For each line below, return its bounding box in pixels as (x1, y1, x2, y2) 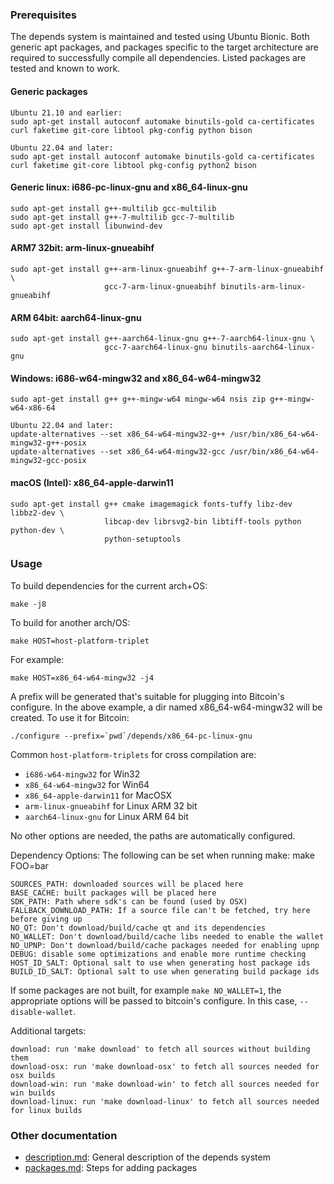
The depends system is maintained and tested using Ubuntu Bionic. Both (10, 31, 310, 43)
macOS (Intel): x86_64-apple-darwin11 (10, 476, 174, 488)
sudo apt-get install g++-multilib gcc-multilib (10, 203, 217, 213)
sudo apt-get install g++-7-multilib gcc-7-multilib (10, 212, 235, 222)
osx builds (10, 1070, 56, 1080)
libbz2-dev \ (10, 508, 65, 518)
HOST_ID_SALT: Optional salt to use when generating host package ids (10, 958, 311, 968)
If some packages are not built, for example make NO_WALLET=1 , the (10, 984, 282, 996)
